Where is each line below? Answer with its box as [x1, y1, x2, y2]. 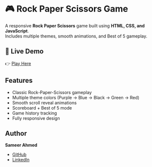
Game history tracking [12, 110, 57, 116]
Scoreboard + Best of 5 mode [12, 105, 72, 111]
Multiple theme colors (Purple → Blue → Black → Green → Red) [12, 94, 140, 100]
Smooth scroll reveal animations [12, 100, 77, 106]
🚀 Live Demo [5, 47, 44, 56]
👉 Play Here [5, 60, 31, 66]
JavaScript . [5, 28, 29, 34]
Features [5, 76, 33, 85]
